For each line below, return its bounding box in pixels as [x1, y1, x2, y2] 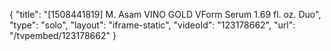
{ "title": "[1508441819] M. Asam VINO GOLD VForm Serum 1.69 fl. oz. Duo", [9, 9, 322, 20]
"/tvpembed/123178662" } [9, 30, 117, 41]
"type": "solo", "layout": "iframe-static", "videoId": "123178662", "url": [9, 19, 296, 31]
